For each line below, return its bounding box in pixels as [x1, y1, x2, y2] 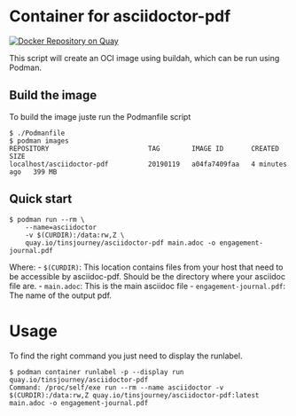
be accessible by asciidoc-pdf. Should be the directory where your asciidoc [9, 271, 286, 281]
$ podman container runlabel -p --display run [9, 367, 184, 376]
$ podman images [9, 136, 69, 145]
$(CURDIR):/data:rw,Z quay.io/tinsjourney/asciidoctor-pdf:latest [9, 390, 260, 400]
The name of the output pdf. [9, 290, 113, 301]
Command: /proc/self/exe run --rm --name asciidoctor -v [9, 383, 224, 392]
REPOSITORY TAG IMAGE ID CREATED [9, 144, 279, 153]
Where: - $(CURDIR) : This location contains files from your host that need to [9, 262, 284, 272]
